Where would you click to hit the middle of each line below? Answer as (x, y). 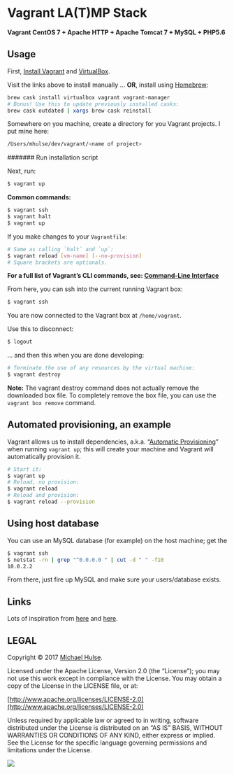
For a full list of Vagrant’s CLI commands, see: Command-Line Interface (113, 276)
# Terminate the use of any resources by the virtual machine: (101, 368)
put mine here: (28, 132)
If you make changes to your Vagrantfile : (67, 237)
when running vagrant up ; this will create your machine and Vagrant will (111, 449)
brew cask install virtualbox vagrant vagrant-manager (89, 97)
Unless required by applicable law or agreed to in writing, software (103, 720)
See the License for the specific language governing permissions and (107, 743)
